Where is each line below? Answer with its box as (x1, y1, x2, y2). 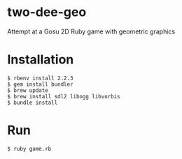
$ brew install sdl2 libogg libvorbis (7, 93, 120, 100)
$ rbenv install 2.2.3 (7, 75, 73, 82)
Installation (7, 52, 74, 68)
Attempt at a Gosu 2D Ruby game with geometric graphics (7, 27, 176, 36)
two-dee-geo (7, 4, 87, 20)
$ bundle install (7, 99, 58, 106)
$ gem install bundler (7, 81, 73, 88)
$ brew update (7, 86, 49, 94)
